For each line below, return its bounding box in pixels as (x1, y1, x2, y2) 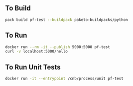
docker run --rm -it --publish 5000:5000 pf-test (5, 44, 111, 49)
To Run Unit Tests (5, 62, 61, 71)
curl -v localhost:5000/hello (5, 49, 68, 54)
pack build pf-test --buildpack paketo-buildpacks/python (5, 17, 128, 22)
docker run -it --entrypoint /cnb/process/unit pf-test (5, 76, 124, 81)
